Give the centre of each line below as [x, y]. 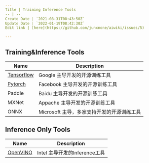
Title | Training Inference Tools [41, 10]
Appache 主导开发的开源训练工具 [77, 103]
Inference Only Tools [38, 130]
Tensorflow [21, 75]
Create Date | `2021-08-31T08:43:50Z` [45, 19]
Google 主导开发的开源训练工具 [75, 75]
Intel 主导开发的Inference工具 [71, 153]
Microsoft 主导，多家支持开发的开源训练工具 [90, 112]
